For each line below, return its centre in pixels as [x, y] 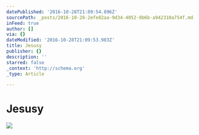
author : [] [20, 29]
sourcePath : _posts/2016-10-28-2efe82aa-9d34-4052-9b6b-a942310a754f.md [100, 18]
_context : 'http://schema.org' [46, 68]
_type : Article [25, 74]
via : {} [16, 35]
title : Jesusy [24, 46]
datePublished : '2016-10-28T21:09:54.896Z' [62, 12]
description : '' [27, 57]
